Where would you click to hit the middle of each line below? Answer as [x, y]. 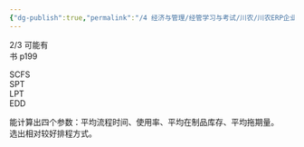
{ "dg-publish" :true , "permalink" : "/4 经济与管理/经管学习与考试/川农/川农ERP [146, 18]
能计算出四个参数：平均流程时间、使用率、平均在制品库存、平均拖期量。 [144, 122]
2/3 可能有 [29, 44]
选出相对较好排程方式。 [53, 133]
